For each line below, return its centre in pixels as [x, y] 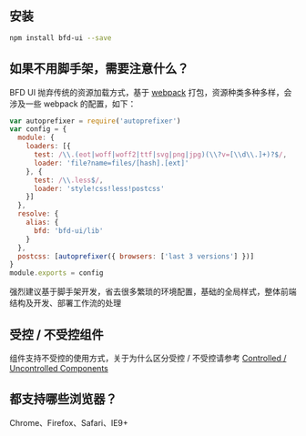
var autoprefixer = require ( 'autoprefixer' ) [95, 121]
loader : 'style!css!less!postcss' [99, 188]
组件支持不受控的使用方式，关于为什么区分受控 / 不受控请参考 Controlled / [148, 358]
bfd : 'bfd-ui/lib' [68, 230]
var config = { [38, 129]
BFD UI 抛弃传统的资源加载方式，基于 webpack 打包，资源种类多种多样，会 [151, 92]
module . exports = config [56, 273]
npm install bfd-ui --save [61, 38]
